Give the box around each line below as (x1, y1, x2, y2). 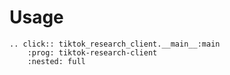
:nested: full (27, 56, 86, 66)
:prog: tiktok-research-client (27, 47, 158, 58)
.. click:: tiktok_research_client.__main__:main (9, 39, 221, 49)
